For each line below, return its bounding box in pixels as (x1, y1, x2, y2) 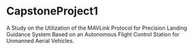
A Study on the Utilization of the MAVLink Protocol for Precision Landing (6, 24, 188, 31)
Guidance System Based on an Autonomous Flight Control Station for (6, 30, 180, 38)
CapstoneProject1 (6, 4, 99, 18)
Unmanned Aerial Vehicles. (6, 37, 74, 44)
